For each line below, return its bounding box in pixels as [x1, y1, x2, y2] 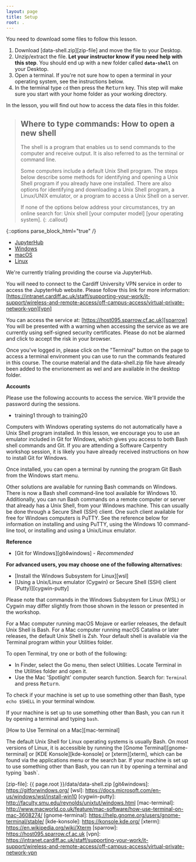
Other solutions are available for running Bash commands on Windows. [6, 483, 177, 490]
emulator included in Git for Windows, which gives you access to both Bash [6, 436, 188, 443]
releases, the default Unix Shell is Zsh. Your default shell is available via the [6, 633, 188, 640]
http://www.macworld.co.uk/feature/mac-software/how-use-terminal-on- [6, 806, 184, 813]
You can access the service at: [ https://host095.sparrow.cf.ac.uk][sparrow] [6, 317, 188, 324]
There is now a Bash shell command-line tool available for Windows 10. [6, 490, 177, 497]
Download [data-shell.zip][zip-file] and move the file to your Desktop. [14, 47, 183, 54]
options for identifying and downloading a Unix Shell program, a [20, 186, 174, 194]
